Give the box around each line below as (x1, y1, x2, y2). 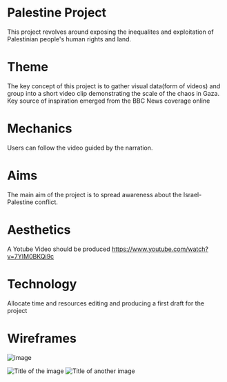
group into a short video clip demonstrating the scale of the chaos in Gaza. (7, 89, 219, 97)
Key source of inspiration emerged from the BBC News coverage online (7, 97, 210, 105)
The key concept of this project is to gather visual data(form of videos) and (7, 81, 221, 90)
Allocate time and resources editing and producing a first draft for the (7, 299, 205, 308)
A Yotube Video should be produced (7, 245, 110, 253)
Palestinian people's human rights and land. (7, 34, 132, 43)
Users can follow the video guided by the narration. (7, 143, 153, 152)
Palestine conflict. (7, 198, 59, 206)
